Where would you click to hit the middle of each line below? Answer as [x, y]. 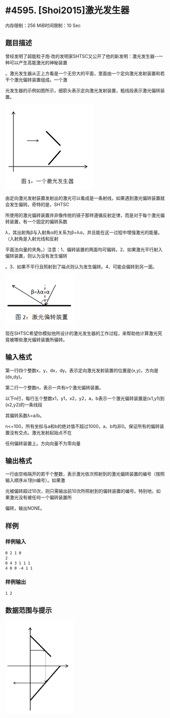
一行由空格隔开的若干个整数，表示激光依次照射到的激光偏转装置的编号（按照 [85, 474]
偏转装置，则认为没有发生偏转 [36, 256]
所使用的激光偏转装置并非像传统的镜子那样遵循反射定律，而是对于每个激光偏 [85, 215]
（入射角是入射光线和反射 [32, 239]
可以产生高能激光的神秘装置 [38, 62]
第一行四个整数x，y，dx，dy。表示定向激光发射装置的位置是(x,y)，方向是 [82, 370]
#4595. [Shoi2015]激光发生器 [68, 10]
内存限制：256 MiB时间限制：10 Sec [43, 25]
